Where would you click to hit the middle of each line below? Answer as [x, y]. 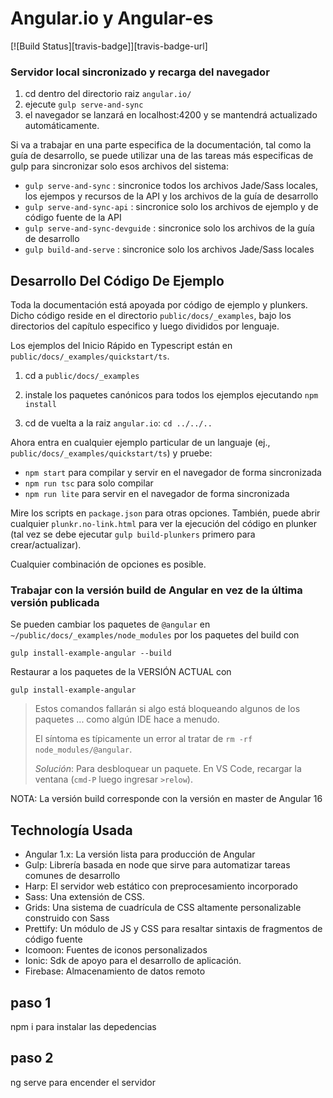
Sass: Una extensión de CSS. [84, 897]
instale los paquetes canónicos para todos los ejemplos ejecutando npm [171, 395]
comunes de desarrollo [72, 876]
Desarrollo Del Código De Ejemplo [117, 280]
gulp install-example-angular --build [91, 653]
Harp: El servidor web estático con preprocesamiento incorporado [161, 886]
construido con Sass [67, 918]
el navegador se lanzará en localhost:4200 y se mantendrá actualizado [171, 115]
